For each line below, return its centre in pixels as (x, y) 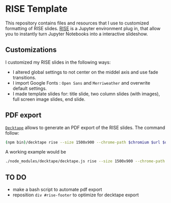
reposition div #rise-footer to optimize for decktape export (76, 195)
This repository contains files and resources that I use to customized (77, 23)
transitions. (24, 78)
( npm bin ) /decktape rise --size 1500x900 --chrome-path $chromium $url (83, 142)
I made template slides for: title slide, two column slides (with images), (86, 94)
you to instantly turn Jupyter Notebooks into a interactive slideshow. (77, 34)
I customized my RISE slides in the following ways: (58, 62)
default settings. (30, 88)
